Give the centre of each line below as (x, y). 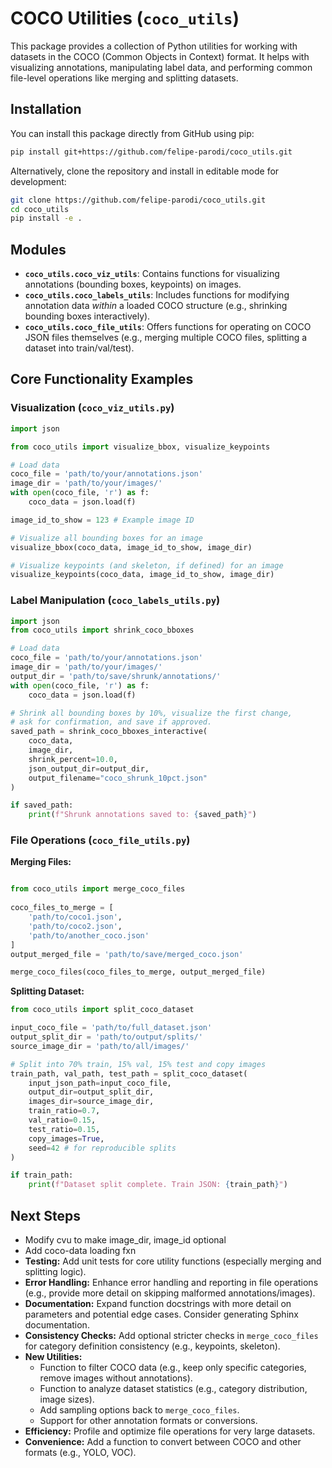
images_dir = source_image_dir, (91, 1102)
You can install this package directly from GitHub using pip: (132, 133)
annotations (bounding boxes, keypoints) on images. (133, 284)
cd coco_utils (40, 209)
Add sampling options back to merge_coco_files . (139, 1410)
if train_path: (42, 1175)
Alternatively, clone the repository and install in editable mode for (145, 171)
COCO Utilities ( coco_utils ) (125, 18)
